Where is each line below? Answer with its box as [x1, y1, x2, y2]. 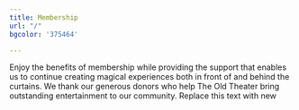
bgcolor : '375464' [9, 30, 78, 38]
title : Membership [9, 13, 78, 22]
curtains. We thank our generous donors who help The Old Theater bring [9, 81, 280, 92]
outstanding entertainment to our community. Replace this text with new [9, 90, 277, 101]
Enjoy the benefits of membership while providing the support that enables [9, 62, 286, 72]
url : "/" [9, 21, 42, 30]
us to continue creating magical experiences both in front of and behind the [9, 72, 290, 82]
